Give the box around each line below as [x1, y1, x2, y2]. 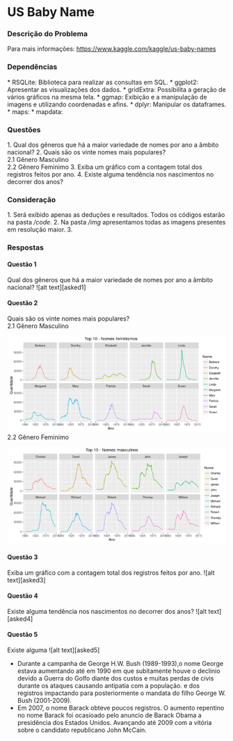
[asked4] [7, 614, 33, 623]
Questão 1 [7, 260, 37, 268]
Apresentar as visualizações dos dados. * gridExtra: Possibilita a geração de [7, 85, 226, 94]
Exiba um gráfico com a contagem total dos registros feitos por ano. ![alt [7, 568, 215, 577]
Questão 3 [7, 553, 38, 561]
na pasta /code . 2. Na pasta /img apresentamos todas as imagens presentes [7, 218, 226, 227]
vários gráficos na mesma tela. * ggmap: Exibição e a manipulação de [7, 92, 207, 101]
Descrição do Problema [7, 29, 88, 39]
